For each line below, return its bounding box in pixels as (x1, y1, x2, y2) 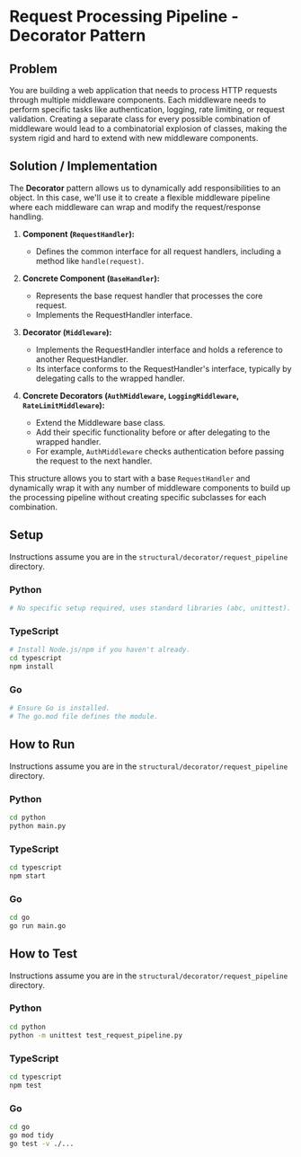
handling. (9, 211, 44, 222)
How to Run (9, 737, 75, 752)
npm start (9, 871, 47, 880)
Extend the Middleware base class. (35, 417, 166, 428)
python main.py (9, 821, 66, 830)
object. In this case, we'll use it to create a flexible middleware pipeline (9, 191, 271, 203)
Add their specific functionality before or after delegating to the (35, 427, 270, 437)
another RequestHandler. (35, 353, 128, 365)
